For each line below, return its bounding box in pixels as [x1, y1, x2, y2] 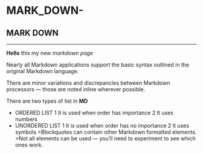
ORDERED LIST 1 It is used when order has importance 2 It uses [14, 109, 174, 116]
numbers [14, 116, 38, 123]
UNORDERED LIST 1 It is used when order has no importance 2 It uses [14, 122, 189, 129]
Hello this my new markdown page [6, 50, 94, 56]
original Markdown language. [6, 68, 79, 74]
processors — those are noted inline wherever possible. [6, 86, 146, 93]
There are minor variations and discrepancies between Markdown [6, 79, 170, 86]
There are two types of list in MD [6, 97, 88, 105]
